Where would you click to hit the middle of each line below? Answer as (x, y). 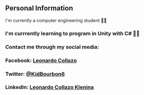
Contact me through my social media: (52, 47)
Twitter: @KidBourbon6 (35, 74)
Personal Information (39, 8)
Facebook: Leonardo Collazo (41, 60)
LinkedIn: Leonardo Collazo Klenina (50, 87)
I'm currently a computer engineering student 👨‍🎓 (56, 20)
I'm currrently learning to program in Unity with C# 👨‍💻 (73, 33)
